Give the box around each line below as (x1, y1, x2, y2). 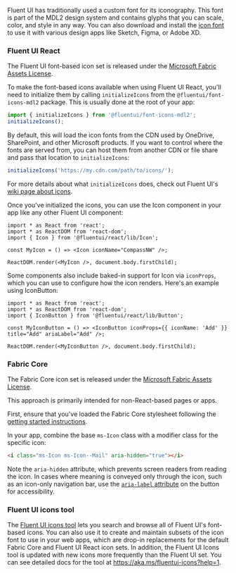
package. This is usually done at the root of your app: (40, 98, 195, 106)
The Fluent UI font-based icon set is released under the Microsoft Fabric (7, 62, 216, 70)
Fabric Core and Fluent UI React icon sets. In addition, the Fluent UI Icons (7, 543, 220, 552)
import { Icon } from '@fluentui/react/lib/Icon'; (7, 234, 159, 241)
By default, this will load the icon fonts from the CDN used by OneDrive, (7, 131, 215, 139)
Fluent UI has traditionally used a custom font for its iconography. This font (7, 6, 223, 14)
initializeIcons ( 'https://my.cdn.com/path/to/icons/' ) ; (7, 167, 174, 175)
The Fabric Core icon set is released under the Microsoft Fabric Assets (7, 375, 212, 384)
